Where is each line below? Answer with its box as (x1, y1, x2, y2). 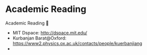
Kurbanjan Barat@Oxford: (12, 35, 67, 41)
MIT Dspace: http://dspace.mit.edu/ (12, 29, 88, 35)
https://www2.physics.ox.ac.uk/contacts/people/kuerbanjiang (12, 40, 142, 46)
